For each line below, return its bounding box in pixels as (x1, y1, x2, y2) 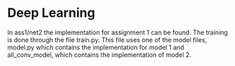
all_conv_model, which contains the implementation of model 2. (7, 51, 192, 59)
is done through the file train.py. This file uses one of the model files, (7, 35, 207, 44)
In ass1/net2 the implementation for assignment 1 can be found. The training (7, 28, 228, 37)
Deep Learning (7, 5, 95, 21)
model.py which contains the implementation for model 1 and (7, 43, 185, 51)
